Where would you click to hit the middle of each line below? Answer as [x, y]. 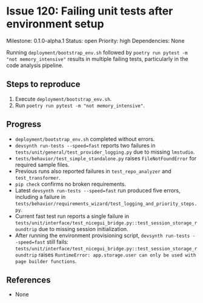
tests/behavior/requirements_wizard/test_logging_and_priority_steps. [106, 204]
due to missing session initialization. [83, 229]
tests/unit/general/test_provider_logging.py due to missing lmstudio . [105, 152]
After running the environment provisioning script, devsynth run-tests [102, 235]
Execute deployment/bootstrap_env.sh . [63, 99]
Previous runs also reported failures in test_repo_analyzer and [93, 171]
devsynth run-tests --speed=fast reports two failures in [85, 145]
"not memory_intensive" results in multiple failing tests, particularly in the [97, 59]
